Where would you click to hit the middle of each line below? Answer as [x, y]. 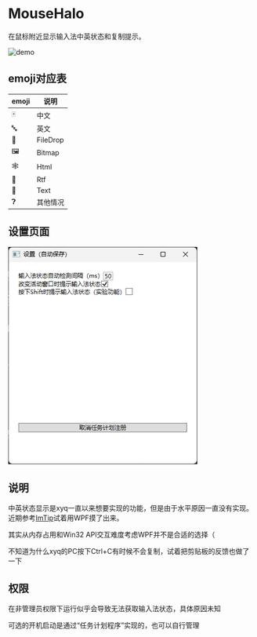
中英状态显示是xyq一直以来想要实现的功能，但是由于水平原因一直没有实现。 [130, 508]
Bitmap [48, 152]
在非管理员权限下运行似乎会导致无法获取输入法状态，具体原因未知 [114, 609]
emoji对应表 [37, 79]
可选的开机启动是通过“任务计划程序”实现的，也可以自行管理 [104, 625]
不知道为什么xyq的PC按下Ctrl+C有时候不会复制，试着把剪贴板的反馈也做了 [129, 551]
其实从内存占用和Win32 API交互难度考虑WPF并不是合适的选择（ [112, 535]
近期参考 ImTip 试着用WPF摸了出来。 [66, 518]
